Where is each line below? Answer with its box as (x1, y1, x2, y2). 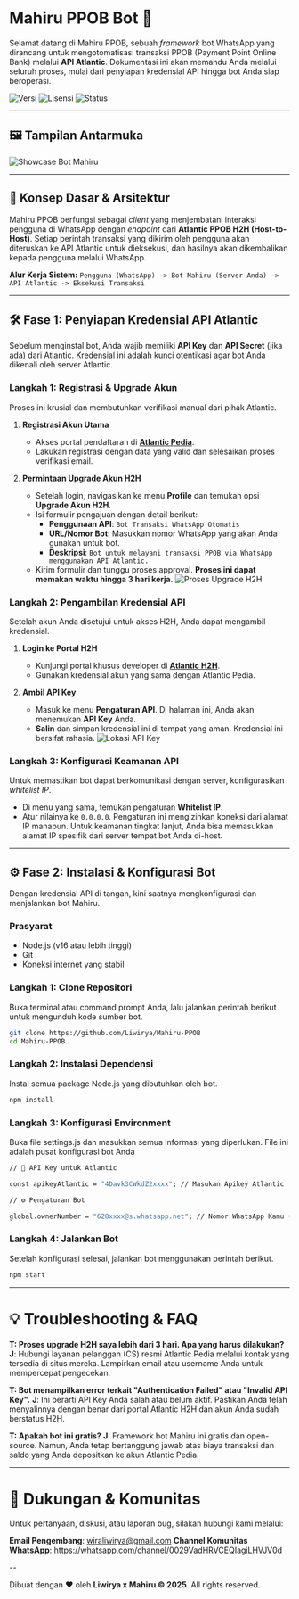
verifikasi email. (35, 455, 93, 466)
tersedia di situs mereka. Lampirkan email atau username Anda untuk (9, 1357, 263, 1368)
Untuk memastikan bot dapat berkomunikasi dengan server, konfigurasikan (9, 775, 285, 786)
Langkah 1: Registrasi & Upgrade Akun (9, 382, 178, 394)
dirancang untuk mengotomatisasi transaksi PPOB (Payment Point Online (9, 46, 277, 57)
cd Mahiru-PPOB (9, 1036, 66, 1046)
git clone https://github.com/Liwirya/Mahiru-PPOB (9, 1028, 201, 1037)
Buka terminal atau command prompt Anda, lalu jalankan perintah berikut (9, 1001, 277, 1012)
